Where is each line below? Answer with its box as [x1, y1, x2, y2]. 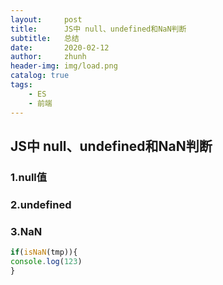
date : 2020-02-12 [10, 42, 110, 53]
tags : [10, 80, 33, 90]
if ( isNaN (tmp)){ [10, 247, 78, 258]
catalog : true [10, 71, 70, 81]
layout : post [10, 14, 83, 25]
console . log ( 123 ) [10, 256, 83, 266]
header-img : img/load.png [10, 61, 118, 71]
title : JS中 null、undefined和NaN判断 [10, 24, 187, 34]
